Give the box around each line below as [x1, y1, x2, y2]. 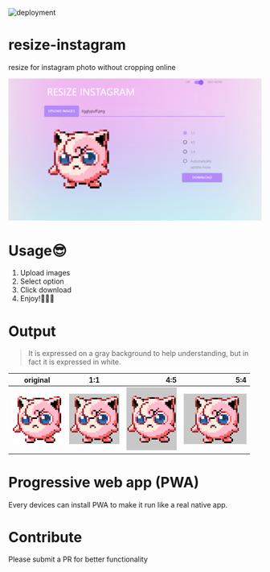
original [23, 375, 51, 384]
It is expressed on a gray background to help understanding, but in [27, 349, 249, 359]
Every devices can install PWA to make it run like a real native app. [8, 499, 228, 509]
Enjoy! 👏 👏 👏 [19, 294, 55, 304]
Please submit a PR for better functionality [8, 554, 149, 564]
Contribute [8, 528, 83, 546]
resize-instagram [8, 36, 126, 54]
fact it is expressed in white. [27, 357, 121, 367]
